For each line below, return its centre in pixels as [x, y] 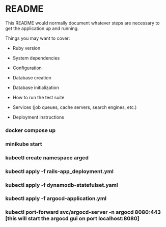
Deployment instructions [38, 117]
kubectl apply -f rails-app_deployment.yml [59, 171]
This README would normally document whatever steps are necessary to [82, 23]
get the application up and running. [42, 28]
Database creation [32, 77]
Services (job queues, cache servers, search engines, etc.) [75, 107]
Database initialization [36, 88]
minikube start [24, 144]
